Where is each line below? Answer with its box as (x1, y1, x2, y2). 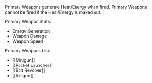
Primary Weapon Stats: (5, 19, 51, 24)
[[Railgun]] (12, 73, 34, 78)
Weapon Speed (12, 38, 43, 44)
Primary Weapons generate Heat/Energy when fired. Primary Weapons (5, 4, 147, 10)
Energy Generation (12, 28, 50, 33)
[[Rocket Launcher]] (12, 63, 53, 68)
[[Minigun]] (12, 57, 35, 63)
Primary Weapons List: (5, 48, 51, 53)
